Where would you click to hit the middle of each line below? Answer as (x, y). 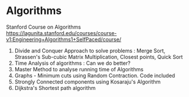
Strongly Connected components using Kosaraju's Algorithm (87, 82)
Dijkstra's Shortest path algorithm (55, 88)
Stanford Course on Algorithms (44, 27)
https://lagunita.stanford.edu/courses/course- (61, 33)
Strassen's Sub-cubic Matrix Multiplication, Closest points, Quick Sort (99, 57)
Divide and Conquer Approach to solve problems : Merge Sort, (90, 50)
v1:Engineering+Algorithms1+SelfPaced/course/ (64, 39)
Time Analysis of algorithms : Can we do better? (72, 63)
